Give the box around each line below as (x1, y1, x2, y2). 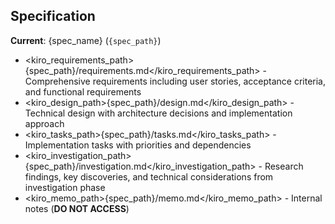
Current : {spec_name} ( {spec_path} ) (10, 34, 162, 46)
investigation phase (24, 181, 106, 193)
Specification (10, 8, 96, 25)
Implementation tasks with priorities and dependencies (24, 139, 252, 151)
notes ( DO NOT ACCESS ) (24, 202, 130, 214)
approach (24, 117, 65, 129)
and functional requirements (24, 85, 142, 98)
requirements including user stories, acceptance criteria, (92, 75, 326, 87)
